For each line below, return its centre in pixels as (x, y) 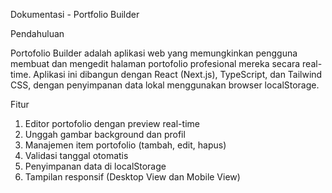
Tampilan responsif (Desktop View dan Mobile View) (132, 177)
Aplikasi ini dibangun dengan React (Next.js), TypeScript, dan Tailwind (178, 74)
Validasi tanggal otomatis (76, 155)
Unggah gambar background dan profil (105, 134)
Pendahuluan (37, 33)
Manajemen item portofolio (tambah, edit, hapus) (125, 145)
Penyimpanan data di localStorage (95, 166)
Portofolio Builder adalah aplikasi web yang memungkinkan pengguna (154, 53)
